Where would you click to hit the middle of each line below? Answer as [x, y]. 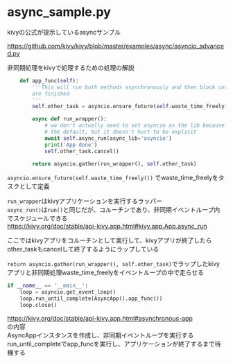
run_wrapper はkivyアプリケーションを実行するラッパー [85, 201]
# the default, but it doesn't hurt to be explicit [120, 132]
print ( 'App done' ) [71, 145]
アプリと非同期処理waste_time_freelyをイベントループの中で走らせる [106, 273]
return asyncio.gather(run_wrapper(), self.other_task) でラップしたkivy [114, 264]
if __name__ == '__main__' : [48, 286]
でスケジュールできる [37, 218]
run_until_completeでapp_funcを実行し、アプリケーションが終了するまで [111, 344]
